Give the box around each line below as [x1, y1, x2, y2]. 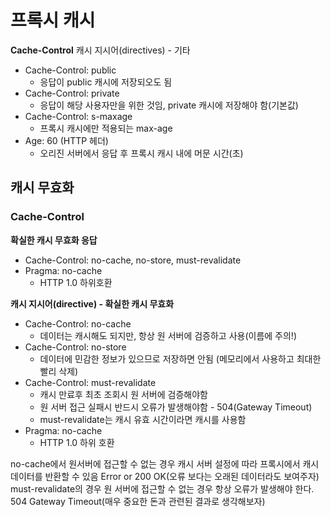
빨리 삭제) [39, 365, 79, 377]
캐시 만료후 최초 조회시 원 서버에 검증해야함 [39, 388, 208, 400]
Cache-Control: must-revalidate [24, 376, 157, 388]
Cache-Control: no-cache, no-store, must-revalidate [24, 254, 242, 266]
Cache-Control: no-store [24, 341, 127, 353]
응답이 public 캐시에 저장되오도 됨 [39, 76, 173, 88]
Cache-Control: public [24, 64, 117, 76]
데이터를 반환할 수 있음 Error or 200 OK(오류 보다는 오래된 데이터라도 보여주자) [10, 470, 320, 482]
